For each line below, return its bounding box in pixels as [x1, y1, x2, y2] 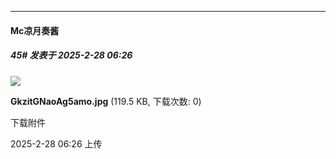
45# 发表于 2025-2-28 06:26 [10, 49, 133, 61]
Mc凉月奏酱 [10, 24, 60, 36]
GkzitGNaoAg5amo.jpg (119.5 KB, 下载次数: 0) [10, 95, 202, 107]
